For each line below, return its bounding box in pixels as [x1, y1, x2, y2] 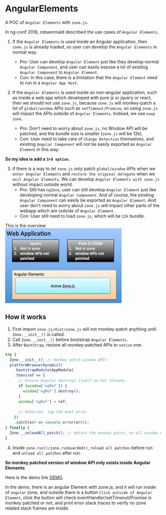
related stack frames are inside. [5, 505, 70, 511]
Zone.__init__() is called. [12, 331, 65, 337]
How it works [5, 313, 46, 321]
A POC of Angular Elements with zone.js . [5, 19, 89, 25]
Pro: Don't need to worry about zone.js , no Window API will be [19, 125, 148, 131]
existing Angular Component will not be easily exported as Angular [19, 141, 152, 147]
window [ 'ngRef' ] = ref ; [18, 399, 68, 404]
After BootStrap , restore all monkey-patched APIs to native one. [12, 342, 142, 347]
